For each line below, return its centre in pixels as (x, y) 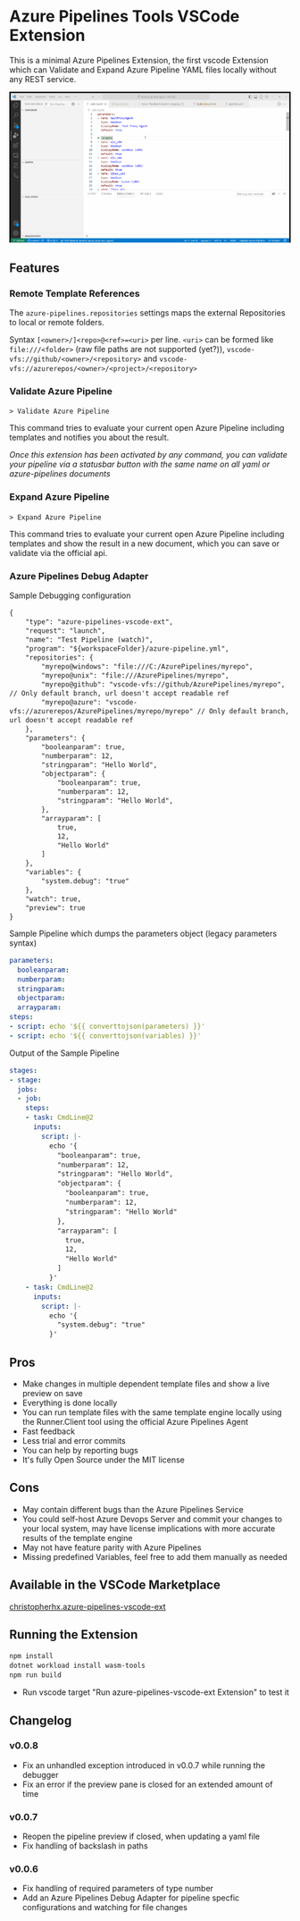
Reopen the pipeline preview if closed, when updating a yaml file (141, 1837)
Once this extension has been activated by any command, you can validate (148, 455)
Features (34, 268)
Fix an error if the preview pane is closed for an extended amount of (147, 1784)
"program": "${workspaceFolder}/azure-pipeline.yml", (127, 649)
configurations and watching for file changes (104, 1908)
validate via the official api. (58, 552)
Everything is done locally (70, 1403)
